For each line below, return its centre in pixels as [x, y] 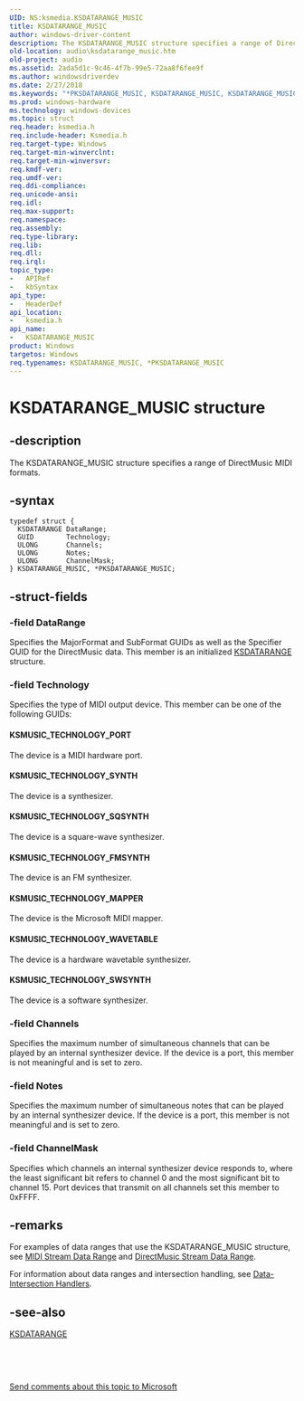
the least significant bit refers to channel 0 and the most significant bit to [145, 1177]
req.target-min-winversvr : [60, 161]
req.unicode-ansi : [44, 195]
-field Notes [36, 1085]
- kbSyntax [34, 287]
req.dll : [26, 253]
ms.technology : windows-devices [70, 110]
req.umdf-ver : [36, 177]
